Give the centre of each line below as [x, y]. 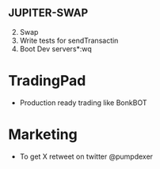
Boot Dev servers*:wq [56, 49]
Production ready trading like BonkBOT [83, 103]
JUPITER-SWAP [48, 13]
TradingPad [47, 81]
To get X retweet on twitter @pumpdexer [86, 156]
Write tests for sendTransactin [69, 40]
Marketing [43, 134]
